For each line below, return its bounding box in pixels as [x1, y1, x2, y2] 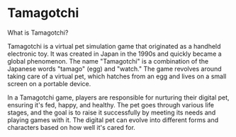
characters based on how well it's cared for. [7, 123, 136, 131]
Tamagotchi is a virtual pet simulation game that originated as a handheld [7, 42, 221, 50]
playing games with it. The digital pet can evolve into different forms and [7, 115, 219, 124]
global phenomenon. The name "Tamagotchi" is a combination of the [7, 56, 209, 65]
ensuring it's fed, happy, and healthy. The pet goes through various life [7, 100, 215, 109]
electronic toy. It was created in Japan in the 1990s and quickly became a [7, 49, 222, 58]
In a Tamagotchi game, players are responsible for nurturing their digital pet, [7, 93, 230, 102]
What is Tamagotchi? [7, 28, 69, 37]
